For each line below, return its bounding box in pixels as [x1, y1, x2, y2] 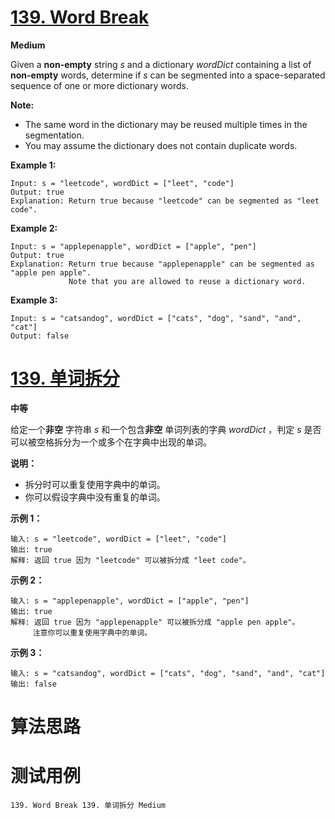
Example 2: [10, 222, 58, 234]
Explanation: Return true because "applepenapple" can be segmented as [10, 259, 315, 269]
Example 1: [10, 159, 57, 171]
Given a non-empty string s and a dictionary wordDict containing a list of [10, 58, 312, 70]
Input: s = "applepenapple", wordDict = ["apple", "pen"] [10, 241, 257, 251]
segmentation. [24, 129, 85, 141]
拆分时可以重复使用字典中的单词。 [24, 478, 166, 490]
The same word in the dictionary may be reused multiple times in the [24, 118, 308, 130]
